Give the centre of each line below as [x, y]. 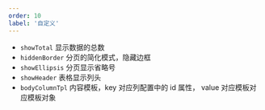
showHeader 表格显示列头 [61, 77]
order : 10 [25, 16]
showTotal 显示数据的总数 [62, 47]
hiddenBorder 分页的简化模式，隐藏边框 [85, 57]
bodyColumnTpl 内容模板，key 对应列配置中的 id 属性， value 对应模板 [135, 87]
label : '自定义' [34, 23]
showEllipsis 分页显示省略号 [67, 67]
